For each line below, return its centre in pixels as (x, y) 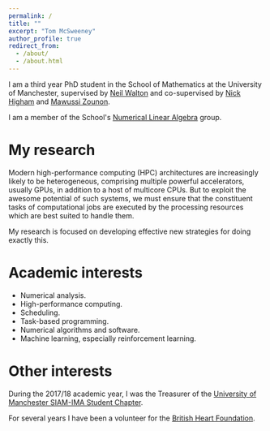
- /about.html (39, 62)
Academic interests (76, 273)
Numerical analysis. (53, 295)
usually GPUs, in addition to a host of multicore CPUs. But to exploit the (127, 190)
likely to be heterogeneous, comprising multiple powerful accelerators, (126, 181)
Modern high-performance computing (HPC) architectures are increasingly (134, 172)
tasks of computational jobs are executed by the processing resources (126, 207)
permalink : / (30, 16)
